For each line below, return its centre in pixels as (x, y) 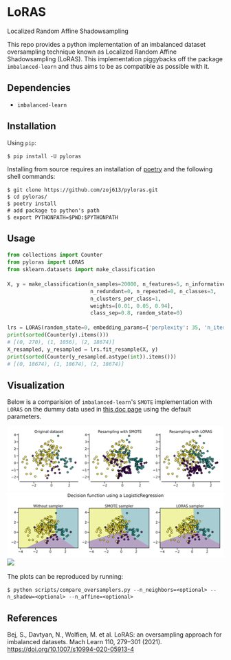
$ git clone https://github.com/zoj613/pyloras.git (82, 190)
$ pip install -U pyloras (44, 156)
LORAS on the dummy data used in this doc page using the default (99, 409)
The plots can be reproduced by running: (65, 577)
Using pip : (22, 142)
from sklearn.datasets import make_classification (81, 270)
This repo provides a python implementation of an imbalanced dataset (107, 44)
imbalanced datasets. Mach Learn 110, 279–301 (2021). (85, 642)
